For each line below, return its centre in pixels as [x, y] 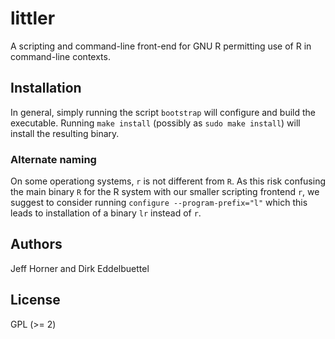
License [35, 300]
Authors [36, 244]
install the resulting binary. [65, 133]
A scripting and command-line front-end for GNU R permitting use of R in [161, 46]
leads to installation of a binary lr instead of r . [106, 213]
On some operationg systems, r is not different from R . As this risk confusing [168, 181]
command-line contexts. [60, 56]
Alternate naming [53, 159]
